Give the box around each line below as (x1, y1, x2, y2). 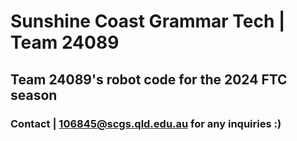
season (10, 86, 58, 104)
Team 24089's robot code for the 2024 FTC (10, 71, 288, 88)
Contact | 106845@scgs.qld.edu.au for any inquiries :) (10, 116, 282, 130)
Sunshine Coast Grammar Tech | (10, 10, 286, 33)
